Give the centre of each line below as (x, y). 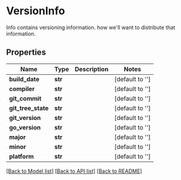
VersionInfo (36, 11)
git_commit (25, 98)
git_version (25, 118)
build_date (24, 79)
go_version (25, 127)
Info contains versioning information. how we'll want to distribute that (91, 27)
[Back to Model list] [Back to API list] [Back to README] (74, 171)
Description (91, 69)
